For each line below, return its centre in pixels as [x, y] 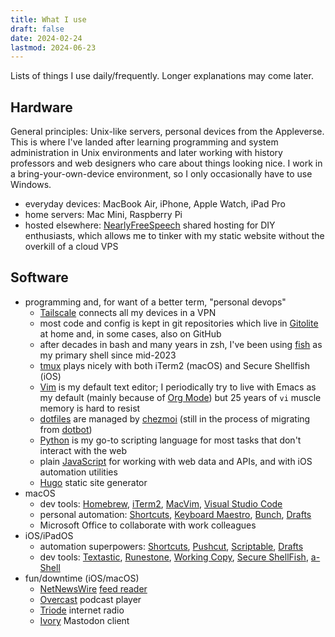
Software [39, 277]
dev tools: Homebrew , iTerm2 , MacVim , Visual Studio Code [161, 503]
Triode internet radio [82, 610]
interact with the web [83, 450]
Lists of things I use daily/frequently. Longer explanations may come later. [162, 76]
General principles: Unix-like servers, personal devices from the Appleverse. [167, 132]
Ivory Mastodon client [84, 620]
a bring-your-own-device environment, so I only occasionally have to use [161, 174]
